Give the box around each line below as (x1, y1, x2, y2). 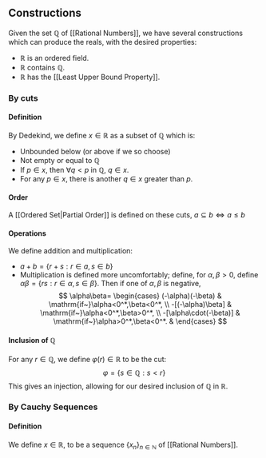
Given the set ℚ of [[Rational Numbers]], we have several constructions (8, 28, 244, 38)
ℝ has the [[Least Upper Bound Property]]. (19, 72, 161, 82)
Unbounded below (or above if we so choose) (19, 146, 171, 156)
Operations (8, 228, 46, 238)
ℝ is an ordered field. (19, 53, 89, 62)
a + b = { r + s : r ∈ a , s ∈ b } (19, 261, 113, 271)
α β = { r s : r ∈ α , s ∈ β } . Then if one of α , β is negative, (19, 279, 201, 289)
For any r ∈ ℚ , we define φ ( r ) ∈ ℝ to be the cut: (8, 354, 167, 364)
